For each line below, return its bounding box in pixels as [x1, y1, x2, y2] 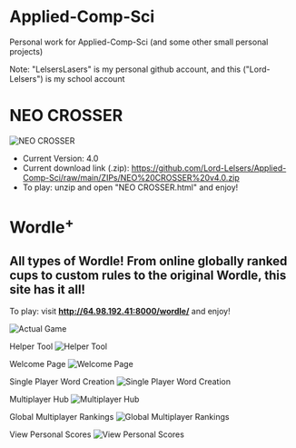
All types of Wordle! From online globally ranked [9, 253, 288, 269]
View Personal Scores [9, 429, 92, 440]
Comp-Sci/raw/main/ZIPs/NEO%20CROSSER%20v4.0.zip [22, 172, 241, 183]
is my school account [44, 73, 125, 84]
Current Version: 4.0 [22, 153, 99, 164]
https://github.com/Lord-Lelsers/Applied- [131, 162, 287, 174]
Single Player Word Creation [9, 376, 115, 387]
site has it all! [9, 282, 86, 297]
